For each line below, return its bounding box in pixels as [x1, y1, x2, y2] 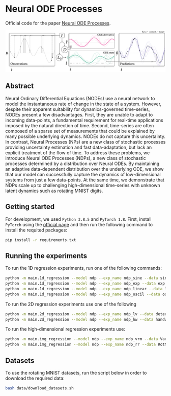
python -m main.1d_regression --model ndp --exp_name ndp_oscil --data [5, 292, 160, 297]
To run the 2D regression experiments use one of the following [5, 301, 136, 307]
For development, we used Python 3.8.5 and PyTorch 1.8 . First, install [5, 216, 152, 222]
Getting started [5, 202, 55, 211]
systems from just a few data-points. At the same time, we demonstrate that [5, 177, 164, 183]
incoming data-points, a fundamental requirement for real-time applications [5, 117, 164, 123]
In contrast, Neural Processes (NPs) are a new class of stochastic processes [5, 138, 166, 145]
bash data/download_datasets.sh [5, 386, 74, 391]
